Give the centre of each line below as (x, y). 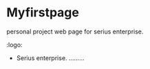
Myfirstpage (43, 13)
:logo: (14, 44)
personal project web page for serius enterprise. (75, 31)
